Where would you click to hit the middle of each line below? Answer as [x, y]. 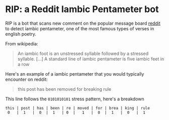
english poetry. [21, 34]
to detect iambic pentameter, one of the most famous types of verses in [80, 28]
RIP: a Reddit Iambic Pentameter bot [82, 9]
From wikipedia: [22, 43]
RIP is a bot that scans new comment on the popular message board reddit [83, 23]
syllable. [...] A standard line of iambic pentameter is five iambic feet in [91, 58]
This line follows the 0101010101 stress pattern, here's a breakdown [75, 99]
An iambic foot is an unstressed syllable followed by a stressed [83, 53]
